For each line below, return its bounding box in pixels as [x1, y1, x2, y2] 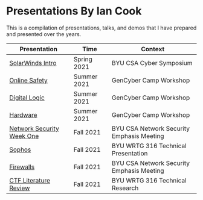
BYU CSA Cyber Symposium [111, 58, 193, 67]
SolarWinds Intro [9, 58, 57, 67]
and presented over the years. [6, 30, 82, 37]
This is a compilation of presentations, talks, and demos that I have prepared [6, 24, 197, 31]
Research [111, 184, 139, 192]
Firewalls [9, 163, 35, 171]
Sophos [9, 145, 31, 154]
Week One [9, 131, 39, 140]
